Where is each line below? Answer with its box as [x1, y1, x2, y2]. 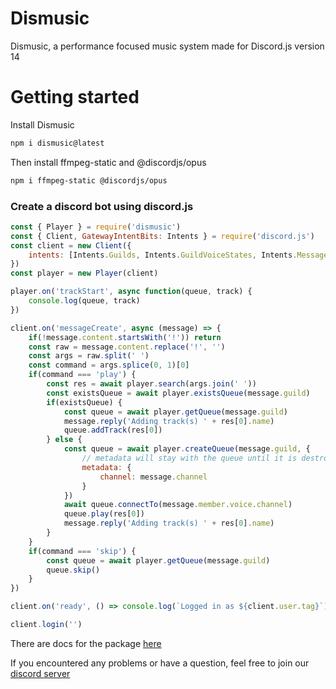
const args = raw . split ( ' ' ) [28, 351, 150, 361]
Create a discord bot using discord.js [10, 199, 194, 213]
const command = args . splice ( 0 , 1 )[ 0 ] [28, 360, 190, 371]
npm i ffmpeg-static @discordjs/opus [10, 175, 168, 186]
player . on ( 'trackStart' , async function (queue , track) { [10, 287, 253, 297]
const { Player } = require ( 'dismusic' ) [10, 222, 182, 232]
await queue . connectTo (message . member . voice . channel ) [63, 500, 293, 510]
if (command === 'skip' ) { [28, 546, 137, 556]
